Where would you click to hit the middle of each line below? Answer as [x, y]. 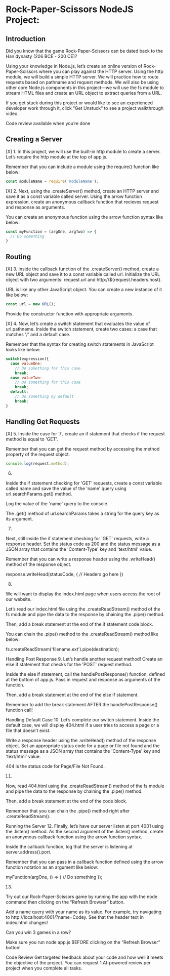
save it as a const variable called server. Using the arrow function [74, 196]
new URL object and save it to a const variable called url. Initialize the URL [83, 274]
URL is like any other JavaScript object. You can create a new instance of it [84, 290]
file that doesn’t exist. [28, 730]
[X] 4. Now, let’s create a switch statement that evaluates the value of [78, 323]
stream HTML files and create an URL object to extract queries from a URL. [84, 93]
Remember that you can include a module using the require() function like [82, 167]
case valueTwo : [26, 378]
